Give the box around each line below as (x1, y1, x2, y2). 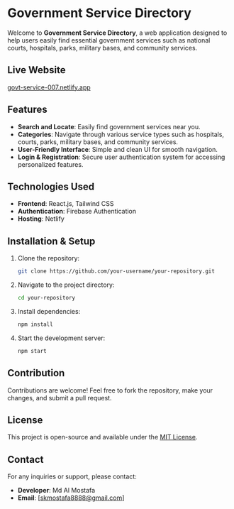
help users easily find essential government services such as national (7, 35, 211, 44)
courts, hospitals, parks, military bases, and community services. (7, 43, 198, 52)
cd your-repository (17, 295, 76, 302)
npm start (17, 347, 48, 354)
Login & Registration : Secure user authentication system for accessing (17, 153, 225, 161)
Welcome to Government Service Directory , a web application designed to (7, 28, 228, 37)
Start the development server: (17, 334, 106, 342)
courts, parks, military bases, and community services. (17, 137, 179, 146)
